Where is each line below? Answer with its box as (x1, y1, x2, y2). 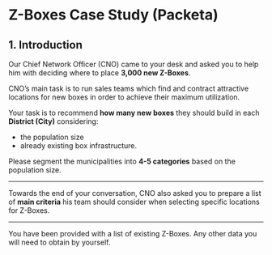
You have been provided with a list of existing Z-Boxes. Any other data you (8, 229, 257, 238)
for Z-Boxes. (8, 206, 50, 215)
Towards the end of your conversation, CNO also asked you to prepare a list (8, 189, 261, 198)
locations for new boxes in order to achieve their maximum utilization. (8, 92, 240, 102)
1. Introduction (8, 38, 83, 52)
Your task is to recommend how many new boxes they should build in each (8, 108, 260, 117)
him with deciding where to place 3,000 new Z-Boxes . (8, 68, 191, 78)
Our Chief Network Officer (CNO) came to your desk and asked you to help (8, 59, 259, 69)
